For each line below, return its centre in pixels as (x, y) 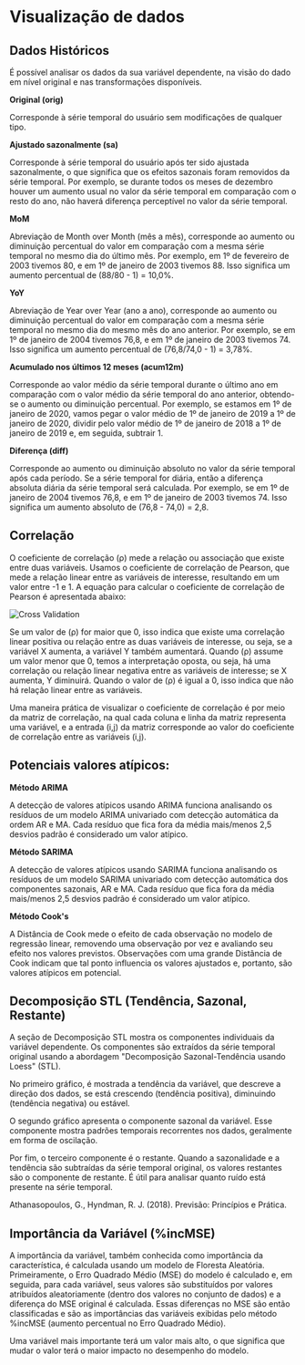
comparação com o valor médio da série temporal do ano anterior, (133, 394)
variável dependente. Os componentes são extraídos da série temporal (142, 1047)
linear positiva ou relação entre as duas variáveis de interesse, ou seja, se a (151, 641)
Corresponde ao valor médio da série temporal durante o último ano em (144, 384)
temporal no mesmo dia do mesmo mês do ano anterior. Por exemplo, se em (152, 330)
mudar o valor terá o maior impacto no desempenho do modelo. (129, 1350)
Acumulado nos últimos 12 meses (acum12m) (97, 367)
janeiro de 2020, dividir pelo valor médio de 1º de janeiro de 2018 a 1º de (146, 423)
